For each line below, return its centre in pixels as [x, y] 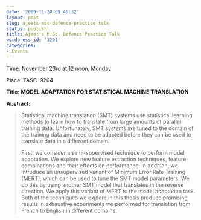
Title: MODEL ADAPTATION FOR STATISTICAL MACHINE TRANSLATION [97, 92]
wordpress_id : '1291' [33, 40]
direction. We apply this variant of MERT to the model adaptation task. [108, 191]
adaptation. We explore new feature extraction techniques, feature [104, 159]
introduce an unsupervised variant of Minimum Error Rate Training [103, 172]
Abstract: [18, 103]
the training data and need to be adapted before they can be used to [106, 134]
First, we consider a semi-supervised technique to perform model [103, 152]
